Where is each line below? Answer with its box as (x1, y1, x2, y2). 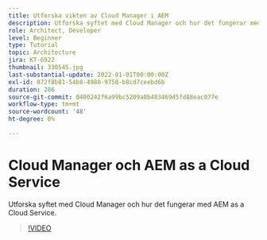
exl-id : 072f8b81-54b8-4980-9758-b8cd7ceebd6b (8, 78, 165, 86)
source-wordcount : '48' (8, 108, 87, 116)
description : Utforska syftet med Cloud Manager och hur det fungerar (8, 19, 247, 27)
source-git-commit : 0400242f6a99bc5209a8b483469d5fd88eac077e (8, 93, 219, 101)
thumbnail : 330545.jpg (8, 64, 83, 72)
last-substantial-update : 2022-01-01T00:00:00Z (8, 71, 169, 79)
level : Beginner (8, 33, 62, 42)
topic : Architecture (8, 48, 77, 56)
